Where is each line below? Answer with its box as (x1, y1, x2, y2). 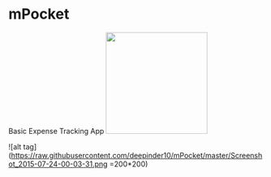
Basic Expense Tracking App (8, 126, 105, 136)
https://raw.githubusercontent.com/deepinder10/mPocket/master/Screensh (11, 150, 263, 160)
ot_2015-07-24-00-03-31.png (8, 159, 108, 169)
